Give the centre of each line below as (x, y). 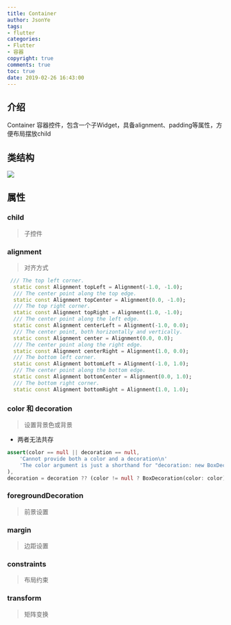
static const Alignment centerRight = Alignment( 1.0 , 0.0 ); (101, 351)
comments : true (29, 65)
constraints (27, 564)
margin (19, 530)
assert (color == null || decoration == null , (73, 453)
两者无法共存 (35, 440)
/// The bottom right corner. (56, 383)
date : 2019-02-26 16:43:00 (46, 78)
